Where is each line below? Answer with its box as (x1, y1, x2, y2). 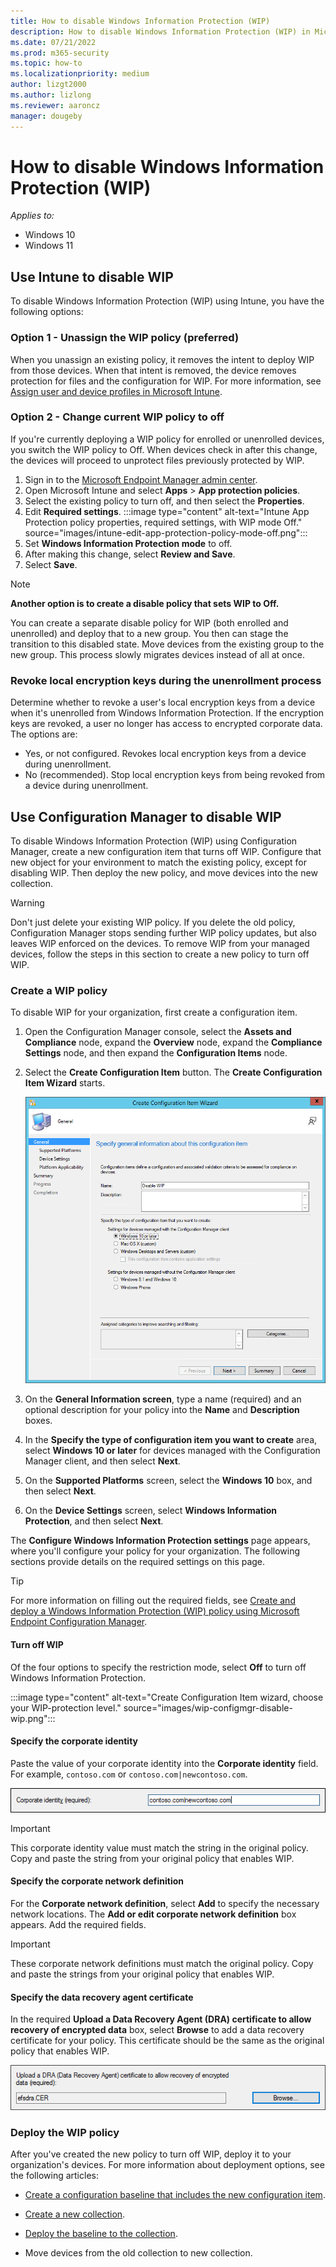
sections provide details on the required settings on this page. (10, 1556, 266, 1568)
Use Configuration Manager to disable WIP (10, 808, 282, 825)
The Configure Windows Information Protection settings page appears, (10, 1535, 311, 1547)
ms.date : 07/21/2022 (10, 37, 97, 47)
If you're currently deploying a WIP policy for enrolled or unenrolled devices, (10, 433, 325, 445)
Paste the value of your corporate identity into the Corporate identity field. (10, 1757, 319, 1769)
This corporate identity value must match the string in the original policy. (10, 1841, 309, 1854)
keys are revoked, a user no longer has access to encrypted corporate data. (10, 718, 323, 730)
